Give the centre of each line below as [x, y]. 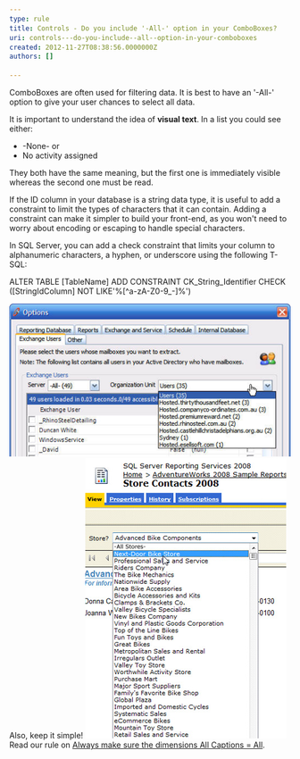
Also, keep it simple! [46, 736]
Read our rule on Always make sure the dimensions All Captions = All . [137, 745]
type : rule [29, 19]
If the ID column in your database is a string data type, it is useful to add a [145, 200]
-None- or [41, 146]
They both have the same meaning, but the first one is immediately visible [145, 173]
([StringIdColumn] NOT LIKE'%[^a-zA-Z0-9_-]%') [100, 291]
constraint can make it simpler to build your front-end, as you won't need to [148, 218]
